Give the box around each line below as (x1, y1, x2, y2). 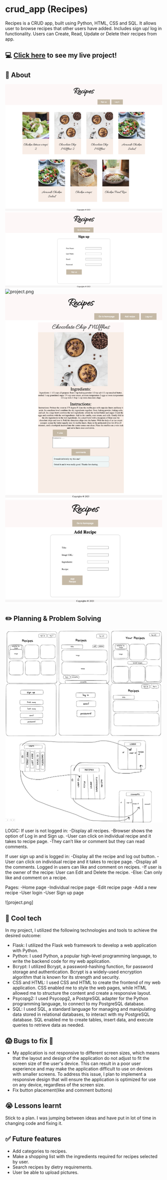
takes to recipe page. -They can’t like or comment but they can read (5, 839, 145, 845)
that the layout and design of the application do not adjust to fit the (12, 1055, 150, 1061)
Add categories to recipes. (12, 1148, 67, 1154)
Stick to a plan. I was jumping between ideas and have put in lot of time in (5, 1115, 157, 1121)
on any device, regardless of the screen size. (12, 1082, 105, 1088)
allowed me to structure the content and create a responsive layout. (12, 990, 152, 996)
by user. (12, 1158, 29, 1164)
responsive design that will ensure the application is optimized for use (12, 1076, 156, 1082)
